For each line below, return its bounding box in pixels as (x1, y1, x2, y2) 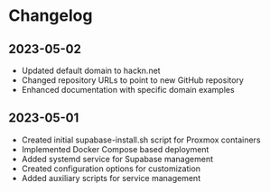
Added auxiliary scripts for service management (21, 172, 200, 183)
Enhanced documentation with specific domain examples (21, 85, 236, 95)
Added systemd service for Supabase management (21, 153, 214, 164)
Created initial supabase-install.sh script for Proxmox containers (21, 134, 261, 145)
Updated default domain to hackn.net (21, 65, 161, 76)
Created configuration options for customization (21, 163, 200, 174)
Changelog (8, 5, 93, 26)
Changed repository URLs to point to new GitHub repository (21, 75, 245, 86)
